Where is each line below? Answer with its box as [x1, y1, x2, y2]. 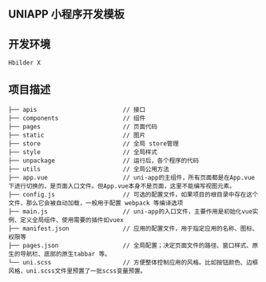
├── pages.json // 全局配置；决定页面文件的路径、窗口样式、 [8, 242, 253, 250]
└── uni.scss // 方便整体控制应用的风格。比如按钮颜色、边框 [8, 259, 259, 267]
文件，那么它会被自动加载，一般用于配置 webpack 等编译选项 [8, 199, 184, 208]
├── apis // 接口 [8, 106, 146, 114]
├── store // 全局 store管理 [8, 140, 180, 148]
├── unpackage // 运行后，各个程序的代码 [8, 157, 200, 165]
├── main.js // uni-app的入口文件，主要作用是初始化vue [8, 208, 253, 216]
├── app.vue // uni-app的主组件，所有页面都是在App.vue [8, 174, 256, 182]
